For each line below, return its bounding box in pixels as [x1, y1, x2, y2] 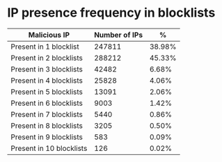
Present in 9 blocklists [10, 132, 84, 142]
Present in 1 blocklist [10, 42, 79, 51]
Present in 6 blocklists [10, 98, 84, 108]
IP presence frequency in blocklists [7, 5, 216, 21]
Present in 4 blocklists [10, 75, 84, 85]
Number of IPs [93, 30, 143, 40]
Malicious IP [28, 30, 70, 40]
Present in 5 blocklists [10, 87, 84, 97]
